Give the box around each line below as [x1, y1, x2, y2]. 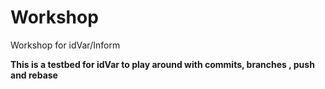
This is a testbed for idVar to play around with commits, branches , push [10, 58, 315, 70]
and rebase [10, 69, 58, 81]
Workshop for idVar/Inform [10, 39, 121, 51]
